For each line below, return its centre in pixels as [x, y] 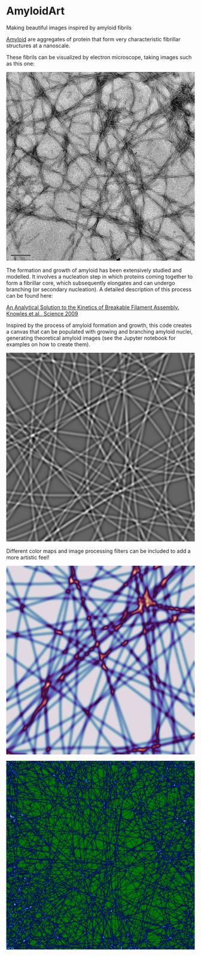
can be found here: [30, 295]
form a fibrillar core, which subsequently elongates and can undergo [91, 283]
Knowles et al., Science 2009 [42, 313]
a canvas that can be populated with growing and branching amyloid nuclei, [100, 331]
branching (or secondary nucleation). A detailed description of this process [99, 289]
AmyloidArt [36, 11]
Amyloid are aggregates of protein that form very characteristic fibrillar [93, 39]
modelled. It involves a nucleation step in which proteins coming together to [100, 276]
